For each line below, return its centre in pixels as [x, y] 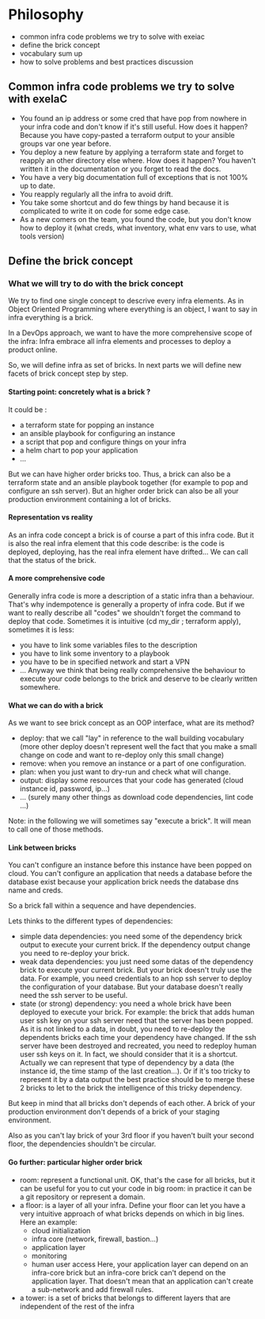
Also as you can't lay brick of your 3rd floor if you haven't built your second [131, 1136]
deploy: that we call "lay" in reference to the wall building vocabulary [132, 738]
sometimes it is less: [41, 630]
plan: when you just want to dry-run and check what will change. [125, 772]
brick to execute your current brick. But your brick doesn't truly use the [136, 970]
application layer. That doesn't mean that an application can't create [142, 1281]
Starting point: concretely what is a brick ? [79, 392]
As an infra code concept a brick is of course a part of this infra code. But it [131, 535]
